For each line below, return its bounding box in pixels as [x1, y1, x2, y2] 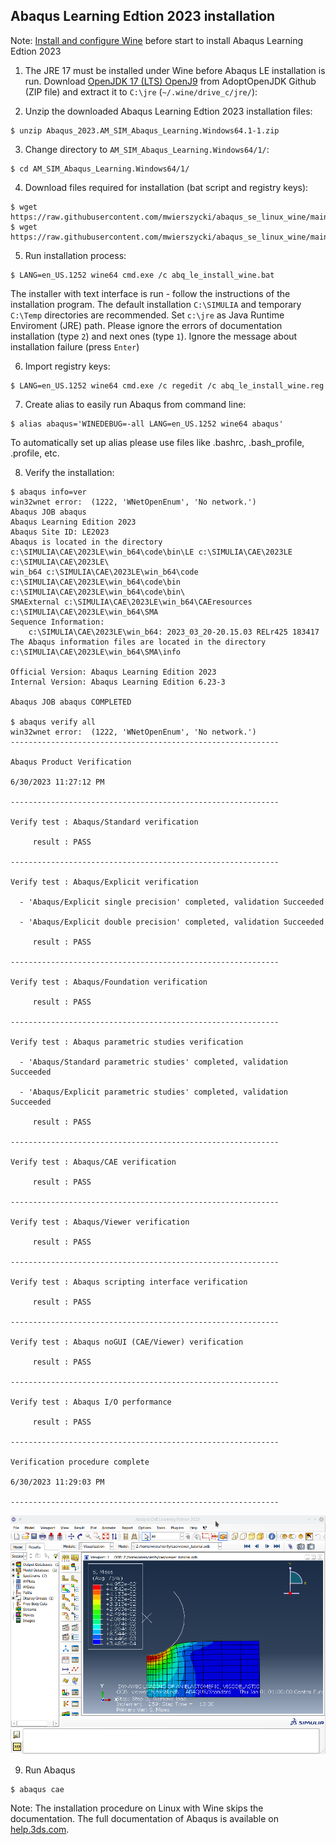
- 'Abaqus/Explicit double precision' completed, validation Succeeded [19, 917, 325, 927]
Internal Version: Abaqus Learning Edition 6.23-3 [10, 677, 226, 687]
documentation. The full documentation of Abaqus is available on [10, 1813, 280, 1825]
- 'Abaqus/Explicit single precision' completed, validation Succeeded [19, 897, 325, 907]
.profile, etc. [10, 447, 60, 459]
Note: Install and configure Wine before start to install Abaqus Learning [10, 34, 304, 46]
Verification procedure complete [10, 1457, 150, 1467]
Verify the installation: [24, 466, 115, 478]
